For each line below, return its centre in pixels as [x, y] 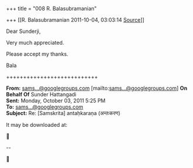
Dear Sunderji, [23, 31]
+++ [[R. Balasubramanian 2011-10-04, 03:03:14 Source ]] [75, 20]
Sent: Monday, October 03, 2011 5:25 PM [56, 100]
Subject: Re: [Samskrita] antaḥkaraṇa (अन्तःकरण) [63, 113]
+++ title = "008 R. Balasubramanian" [51, 9]
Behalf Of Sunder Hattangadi [41, 94]
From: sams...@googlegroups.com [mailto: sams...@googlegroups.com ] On [97, 88]
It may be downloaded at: [37, 125]
